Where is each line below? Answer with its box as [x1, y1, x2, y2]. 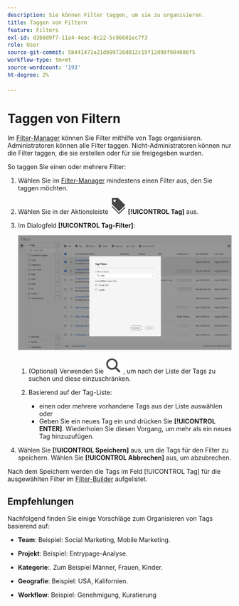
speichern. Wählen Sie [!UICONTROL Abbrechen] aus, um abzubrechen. [17, 453, 232, 462]
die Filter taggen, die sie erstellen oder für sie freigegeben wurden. [7, 149, 204, 158]
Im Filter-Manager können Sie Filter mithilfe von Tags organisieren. [7, 134, 203, 142]
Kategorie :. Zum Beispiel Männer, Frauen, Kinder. [17, 563, 164, 571]
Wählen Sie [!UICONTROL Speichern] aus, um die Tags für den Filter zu [17, 446, 229, 455]
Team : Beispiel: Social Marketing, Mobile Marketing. [17, 535, 171, 543]
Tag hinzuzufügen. [38, 432, 95, 440]
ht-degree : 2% [7, 71, 50, 78]
